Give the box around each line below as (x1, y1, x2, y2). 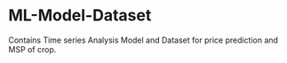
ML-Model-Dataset (8, 5, 152, 26)
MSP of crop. (8, 43, 57, 54)
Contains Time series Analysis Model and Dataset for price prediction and (8, 35, 279, 45)
